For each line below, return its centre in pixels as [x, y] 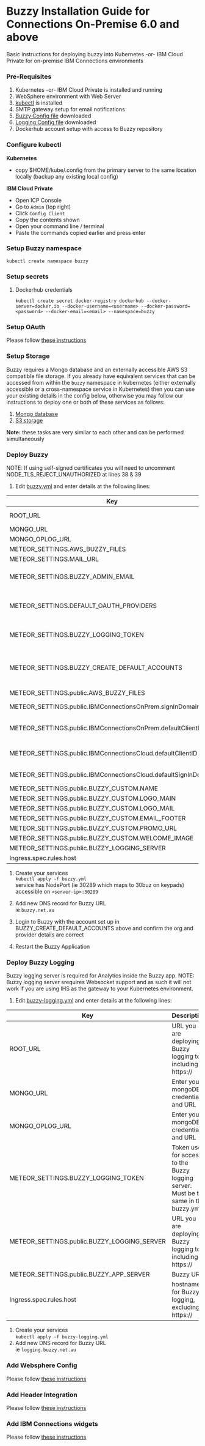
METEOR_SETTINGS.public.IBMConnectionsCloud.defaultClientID [103, 754]
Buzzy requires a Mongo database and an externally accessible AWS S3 [97, 369]
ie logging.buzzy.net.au [45, 1349]
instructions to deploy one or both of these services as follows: [85, 402]
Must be [183, 1193]
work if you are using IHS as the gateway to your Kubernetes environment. [100, 988]
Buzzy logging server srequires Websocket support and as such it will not [99, 982]
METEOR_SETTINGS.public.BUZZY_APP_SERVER [80, 1275]
